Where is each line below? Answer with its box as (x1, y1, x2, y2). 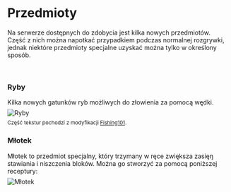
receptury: (7, 167, 38, 175)
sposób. (7, 51, 31, 59)
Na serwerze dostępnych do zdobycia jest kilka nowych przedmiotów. (7, 28, 211, 37)
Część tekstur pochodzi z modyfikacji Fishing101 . (7, 119, 127, 126)
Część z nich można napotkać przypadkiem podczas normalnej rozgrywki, (7, 35, 225, 44)
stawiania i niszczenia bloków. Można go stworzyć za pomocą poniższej (7, 159, 218, 167)
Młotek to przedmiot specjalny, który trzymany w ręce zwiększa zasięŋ (7, 152, 214, 160)
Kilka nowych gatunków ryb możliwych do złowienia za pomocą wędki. (7, 98, 214, 107)
